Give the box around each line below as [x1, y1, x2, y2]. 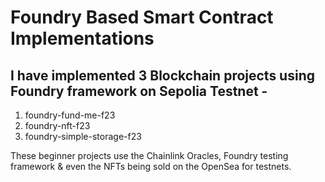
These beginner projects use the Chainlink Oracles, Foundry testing [10, 150, 289, 161]
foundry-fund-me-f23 [24, 109, 116, 121]
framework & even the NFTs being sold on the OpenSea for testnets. [10, 161, 292, 172]
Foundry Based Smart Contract [10, 6, 274, 29]
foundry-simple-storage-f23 [24, 131, 142, 142]
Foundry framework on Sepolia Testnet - [10, 82, 268, 100]
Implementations [10, 27, 155, 50]
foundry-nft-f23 [24, 120, 91, 131]
